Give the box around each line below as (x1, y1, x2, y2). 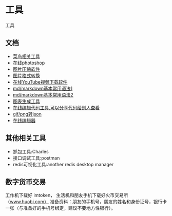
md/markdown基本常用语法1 (12, 85, 73, 91)
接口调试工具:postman (12, 154, 60, 161)
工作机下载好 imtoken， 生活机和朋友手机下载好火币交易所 (5, 192, 128, 199)
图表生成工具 (12, 98, 40, 104)
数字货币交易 (5, 178, 46, 186)
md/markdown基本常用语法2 (12, 91, 73, 97)
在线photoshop (12, 60, 45, 66)
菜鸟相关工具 (12, 53, 40, 59)
